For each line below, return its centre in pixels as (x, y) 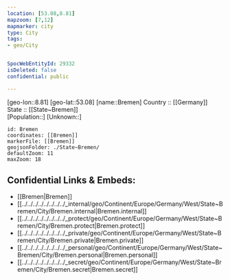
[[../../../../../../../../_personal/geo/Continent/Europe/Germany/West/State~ (120, 248)
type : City (23, 33)
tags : (15, 39)
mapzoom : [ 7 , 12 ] (30, 20)
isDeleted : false (32, 70)
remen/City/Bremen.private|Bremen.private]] (80, 240)
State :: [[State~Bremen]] (43, 109)
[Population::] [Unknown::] (45, 117)
